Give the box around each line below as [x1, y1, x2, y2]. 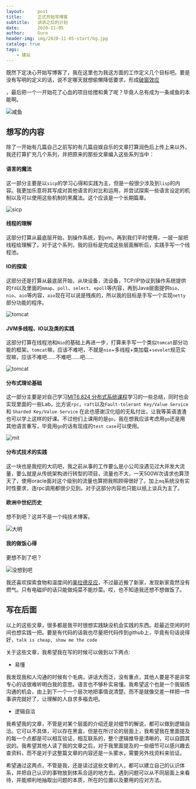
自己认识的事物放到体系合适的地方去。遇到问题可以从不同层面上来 [26, 769, 185, 776]
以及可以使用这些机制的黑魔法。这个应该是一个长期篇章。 [10, 194, 149, 201]
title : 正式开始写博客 [6, 14, 68, 20]
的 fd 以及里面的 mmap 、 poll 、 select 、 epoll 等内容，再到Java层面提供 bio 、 [6, 285, 183, 292]
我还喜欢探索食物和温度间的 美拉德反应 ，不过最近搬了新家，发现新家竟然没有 [6, 579, 190, 586]
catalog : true [6, 41, 41, 47]
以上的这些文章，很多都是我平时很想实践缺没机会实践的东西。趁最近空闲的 [6, 621, 185, 628]
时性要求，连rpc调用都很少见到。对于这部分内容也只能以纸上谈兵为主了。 [6, 485, 183, 492]
